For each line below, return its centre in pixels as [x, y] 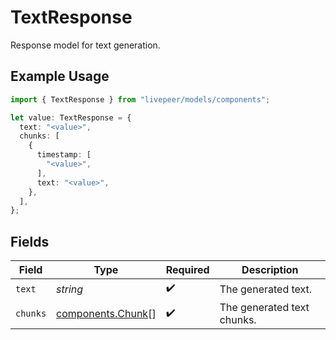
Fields [30, 241]
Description [270, 270]
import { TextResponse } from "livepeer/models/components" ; [140, 99]
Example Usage [60, 76]
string [70, 289]
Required [187, 270]
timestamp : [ [64, 155]
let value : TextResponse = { [71, 117]
